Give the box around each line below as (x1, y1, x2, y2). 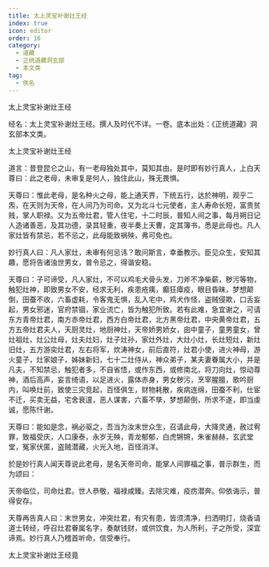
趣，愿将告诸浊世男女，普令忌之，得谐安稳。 (8, 257, 156, 267)
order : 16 (8, 34, 42, 43)
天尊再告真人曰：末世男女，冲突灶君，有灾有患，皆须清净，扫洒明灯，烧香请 (8, 512, 261, 522)
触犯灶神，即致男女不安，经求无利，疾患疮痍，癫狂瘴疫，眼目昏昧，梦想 (8, 284, 247, 294)
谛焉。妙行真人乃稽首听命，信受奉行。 (8, 533, 134, 542)
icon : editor (8, 26, 52, 34)
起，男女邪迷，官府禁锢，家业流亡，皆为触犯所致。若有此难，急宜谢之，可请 (8, 304, 261, 314)
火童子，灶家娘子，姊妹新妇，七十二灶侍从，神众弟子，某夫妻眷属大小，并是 (8, 354, 261, 364)
